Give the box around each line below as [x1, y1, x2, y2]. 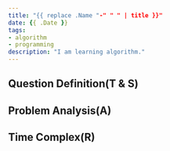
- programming [8, 41, 55, 49]
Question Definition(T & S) [8, 77, 139, 90]
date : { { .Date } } [8, 19, 68, 27]
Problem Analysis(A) [8, 104, 112, 117]
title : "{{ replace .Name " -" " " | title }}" [8, 11, 163, 20]
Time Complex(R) [8, 131, 96, 144]
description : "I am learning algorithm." [8, 48, 146, 56]
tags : [8, 26, 26, 34]
